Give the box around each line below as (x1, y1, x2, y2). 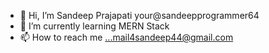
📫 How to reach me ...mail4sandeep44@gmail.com (19, 31, 234, 43)
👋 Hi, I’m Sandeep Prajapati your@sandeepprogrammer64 (19, 10, 260, 21)
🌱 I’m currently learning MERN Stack (19, 20, 170, 32)
